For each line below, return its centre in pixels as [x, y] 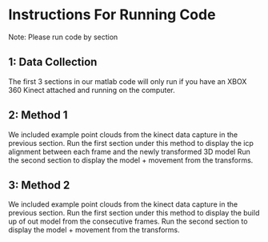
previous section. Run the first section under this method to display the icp [131, 143]
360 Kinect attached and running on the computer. [92, 90]
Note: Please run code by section [63, 37]
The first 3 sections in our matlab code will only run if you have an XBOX [128, 81]
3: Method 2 [39, 185]
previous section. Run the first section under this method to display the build [134, 213]
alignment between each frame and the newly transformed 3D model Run [129, 151]
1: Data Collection [53, 62]
